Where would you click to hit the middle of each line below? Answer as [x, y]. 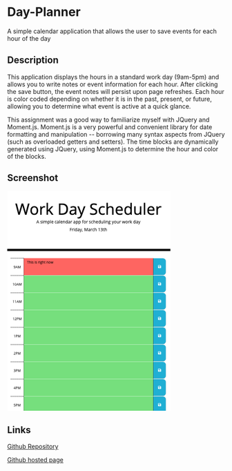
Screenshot [33, 178]
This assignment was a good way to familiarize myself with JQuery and [108, 119]
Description [33, 60]
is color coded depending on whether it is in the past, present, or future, [109, 99]
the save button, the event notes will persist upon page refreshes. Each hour [116, 91]
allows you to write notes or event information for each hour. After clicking [113, 84]
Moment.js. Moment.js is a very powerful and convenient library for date [110, 127]
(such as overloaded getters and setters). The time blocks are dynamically [113, 142]
